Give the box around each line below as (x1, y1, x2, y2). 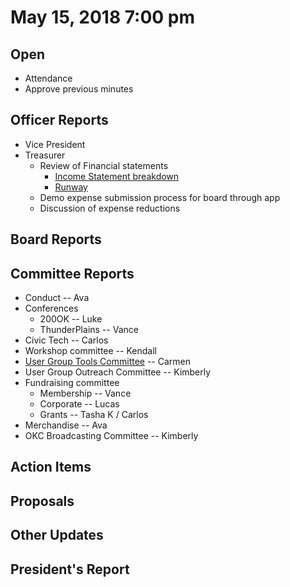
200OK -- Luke (39, 313, 103, 325)
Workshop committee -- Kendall (24, 345, 157, 357)
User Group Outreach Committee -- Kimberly (24, 366, 212, 378)
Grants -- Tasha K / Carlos (39, 409, 149, 421)
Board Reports (10, 231, 102, 248)
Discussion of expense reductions (39, 202, 181, 214)
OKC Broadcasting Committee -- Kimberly (24, 430, 199, 442)
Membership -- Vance (39, 387, 132, 400)
